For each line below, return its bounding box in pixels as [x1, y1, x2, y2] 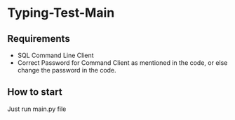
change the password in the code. [17, 66, 117, 74]
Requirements [7, 33, 70, 45]
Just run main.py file [7, 105, 67, 113]
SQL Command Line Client [17, 51, 94, 59]
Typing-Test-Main [7, 5, 115, 21]
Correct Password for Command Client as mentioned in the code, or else [17, 59, 228, 67]
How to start [7, 86, 62, 98]
